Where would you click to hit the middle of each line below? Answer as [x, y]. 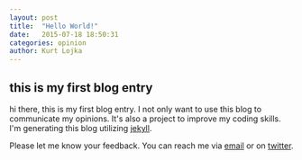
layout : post [34, 18]
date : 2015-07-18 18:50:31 [64, 34]
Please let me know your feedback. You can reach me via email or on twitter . [151, 146]
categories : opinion [48, 43]
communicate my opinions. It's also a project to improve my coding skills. [145, 119]
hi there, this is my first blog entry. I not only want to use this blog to [136, 109]
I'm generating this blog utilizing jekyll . [81, 128]
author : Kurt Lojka [46, 51]
